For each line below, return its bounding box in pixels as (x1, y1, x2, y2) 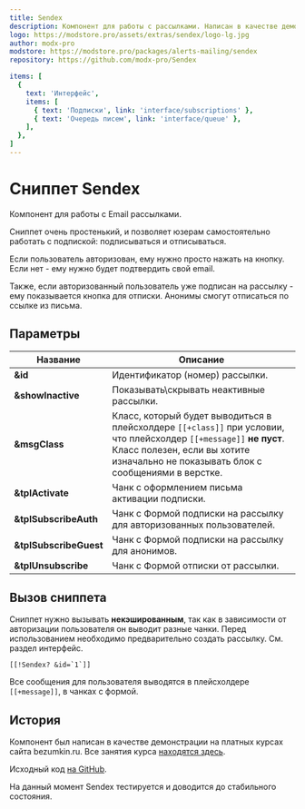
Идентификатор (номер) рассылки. (112, 369, 269, 381)
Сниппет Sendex (9, 179, 141, 200)
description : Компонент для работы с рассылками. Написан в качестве (9, 22, 279, 31)
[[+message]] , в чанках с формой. (9, 686, 139, 697)
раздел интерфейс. (9, 643, 84, 654)
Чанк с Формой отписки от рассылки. (112, 559, 280, 572)
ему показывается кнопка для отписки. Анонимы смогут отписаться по (9, 290, 289, 301)
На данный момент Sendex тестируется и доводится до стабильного (9, 782, 277, 793)
